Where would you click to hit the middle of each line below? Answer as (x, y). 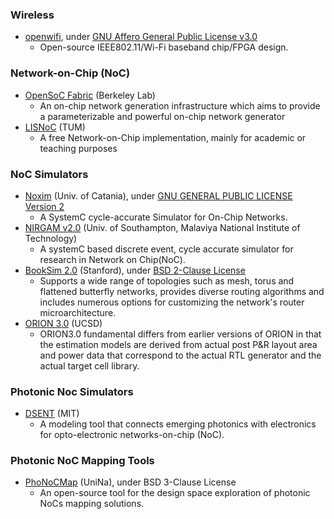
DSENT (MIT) (52, 414)
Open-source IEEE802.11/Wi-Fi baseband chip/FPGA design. (164, 47)
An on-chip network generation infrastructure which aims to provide (180, 105)
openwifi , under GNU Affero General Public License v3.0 (141, 37)
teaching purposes (78, 148)
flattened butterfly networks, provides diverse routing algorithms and (182, 291)
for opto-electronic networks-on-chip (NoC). (132, 435)
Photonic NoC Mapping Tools (82, 461)
